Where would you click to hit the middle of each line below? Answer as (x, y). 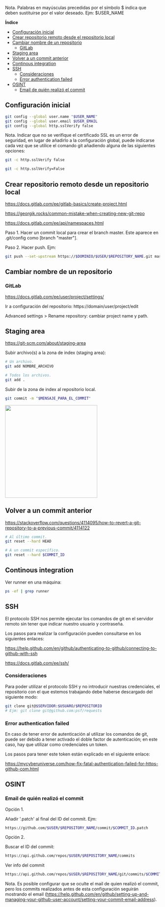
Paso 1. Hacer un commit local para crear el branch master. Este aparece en (82, 233)
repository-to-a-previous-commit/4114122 (47, 528)
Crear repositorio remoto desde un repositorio (77, 184)
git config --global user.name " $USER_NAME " (51, 117)
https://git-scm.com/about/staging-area (45, 343)
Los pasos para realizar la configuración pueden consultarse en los (73, 633)
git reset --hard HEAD (28, 541)
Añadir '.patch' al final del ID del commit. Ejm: (51, 819)
